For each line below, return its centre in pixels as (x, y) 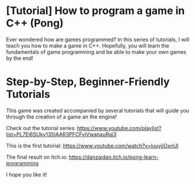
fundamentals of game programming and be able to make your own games (96, 52)
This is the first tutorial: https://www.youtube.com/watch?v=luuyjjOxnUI (92, 145)
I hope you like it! (27, 175)
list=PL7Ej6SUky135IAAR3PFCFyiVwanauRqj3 (61, 134)
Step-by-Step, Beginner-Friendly (88, 82)
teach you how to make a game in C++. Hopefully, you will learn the (88, 46)
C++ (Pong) (35, 23)
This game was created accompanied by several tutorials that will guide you (97, 110)
